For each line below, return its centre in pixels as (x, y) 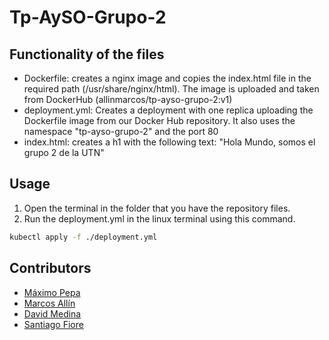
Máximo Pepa (52, 292)
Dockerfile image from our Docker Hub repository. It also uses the (159, 120)
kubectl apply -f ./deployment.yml (83, 237)
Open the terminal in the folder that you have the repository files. (157, 208)
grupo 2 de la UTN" (64, 152)
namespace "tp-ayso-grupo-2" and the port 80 (121, 131)
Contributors (50, 268)
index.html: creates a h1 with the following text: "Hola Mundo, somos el (169, 142)
